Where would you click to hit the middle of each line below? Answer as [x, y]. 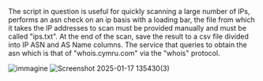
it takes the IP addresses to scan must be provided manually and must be [128, 28]
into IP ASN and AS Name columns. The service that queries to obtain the [128, 45]
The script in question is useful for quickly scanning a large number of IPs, [129, 11]
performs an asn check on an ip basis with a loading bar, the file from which [131, 20]
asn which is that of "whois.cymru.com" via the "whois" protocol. [114, 53]
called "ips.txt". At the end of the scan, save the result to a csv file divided [128, 36]
